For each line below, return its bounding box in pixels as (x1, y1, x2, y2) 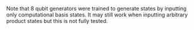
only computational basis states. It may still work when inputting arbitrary (6, 11, 188, 18)
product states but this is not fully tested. (6, 18, 108, 24)
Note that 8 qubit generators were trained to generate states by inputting (6, 5, 187, 12)
